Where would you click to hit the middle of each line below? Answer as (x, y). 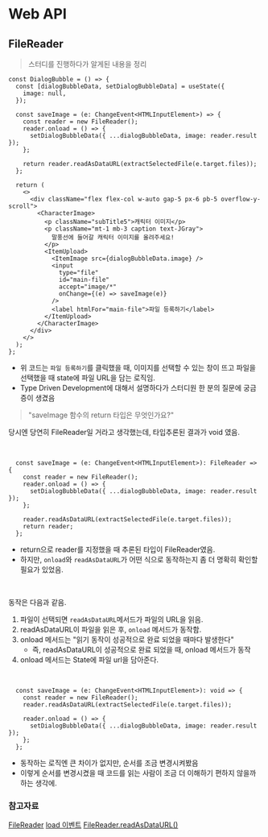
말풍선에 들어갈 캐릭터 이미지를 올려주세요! (113, 238)
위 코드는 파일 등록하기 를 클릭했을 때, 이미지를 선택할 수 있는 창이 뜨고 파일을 (138, 368)
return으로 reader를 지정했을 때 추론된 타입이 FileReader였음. (118, 549)
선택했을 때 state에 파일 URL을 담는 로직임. (87, 378)
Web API (37, 14)
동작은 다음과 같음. (37, 602)
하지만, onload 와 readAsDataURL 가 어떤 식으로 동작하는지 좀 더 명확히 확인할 (139, 559)
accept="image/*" (88, 287)
